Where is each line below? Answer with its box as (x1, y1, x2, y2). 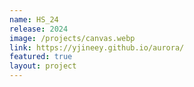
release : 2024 (9, 24, 69, 34)
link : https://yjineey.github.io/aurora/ (9, 42, 185, 53)
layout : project (9, 61, 77, 71)
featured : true (9, 52, 73, 62)
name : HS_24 (9, 14, 59, 25)
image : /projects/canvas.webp (9, 33, 136, 43)
